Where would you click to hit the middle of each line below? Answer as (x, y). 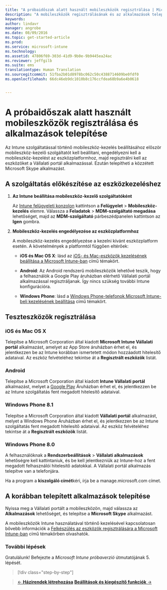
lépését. (13, 563)
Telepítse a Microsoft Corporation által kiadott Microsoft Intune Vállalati (79, 342)
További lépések (26, 546)
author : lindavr (22, 24)
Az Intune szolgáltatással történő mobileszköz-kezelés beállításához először (83, 147)
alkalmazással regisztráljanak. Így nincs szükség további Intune (85, 281)
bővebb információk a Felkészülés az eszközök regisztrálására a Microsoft (82, 528)
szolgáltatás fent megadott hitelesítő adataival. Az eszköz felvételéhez (77, 426)
